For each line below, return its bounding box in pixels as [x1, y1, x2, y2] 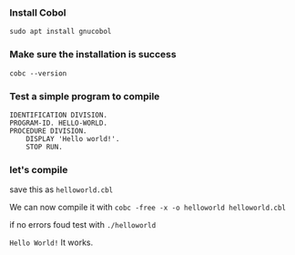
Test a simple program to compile [9, 89, 160, 102]
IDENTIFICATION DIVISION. [9, 110, 107, 119]
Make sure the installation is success [9, 48, 177, 61]
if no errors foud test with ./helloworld [9, 219, 157, 230]
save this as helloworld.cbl [9, 184, 114, 195]
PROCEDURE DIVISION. [9, 126, 88, 136]
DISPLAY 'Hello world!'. [25, 134, 120, 143]
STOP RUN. [25, 142, 64, 151]
